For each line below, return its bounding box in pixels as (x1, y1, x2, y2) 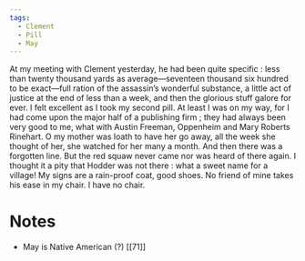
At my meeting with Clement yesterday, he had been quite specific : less (9, 64, 280, 75)
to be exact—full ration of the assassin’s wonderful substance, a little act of (9, 83, 291, 94)
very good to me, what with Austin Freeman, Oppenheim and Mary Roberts (9, 122, 290, 133)
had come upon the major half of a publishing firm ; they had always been (9, 112, 287, 123)
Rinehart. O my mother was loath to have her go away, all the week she (9, 131, 276, 142)
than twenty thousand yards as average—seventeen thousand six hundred (9, 74, 290, 85)
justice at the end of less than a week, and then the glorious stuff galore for (9, 93, 291, 104)
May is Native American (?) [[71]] (22, 242, 147, 253)
